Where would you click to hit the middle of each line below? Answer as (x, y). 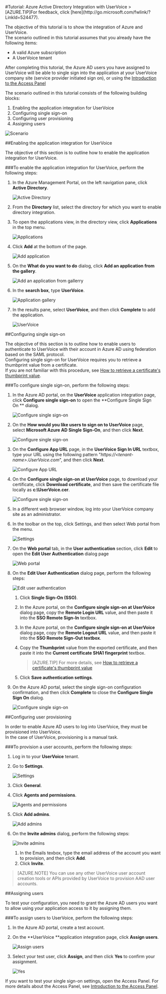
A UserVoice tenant (32, 58)
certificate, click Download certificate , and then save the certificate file (86, 484)
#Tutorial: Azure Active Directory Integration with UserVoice (66, 7)
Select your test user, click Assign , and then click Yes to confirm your (83, 956)
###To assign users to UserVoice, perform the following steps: (69, 918)
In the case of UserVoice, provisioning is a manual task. (62, 737)
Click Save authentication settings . (56, 677)
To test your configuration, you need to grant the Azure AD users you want (81, 903)
